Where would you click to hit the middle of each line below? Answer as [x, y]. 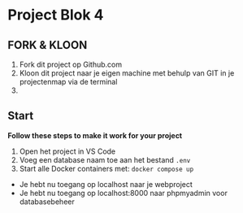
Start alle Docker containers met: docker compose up [106, 168]
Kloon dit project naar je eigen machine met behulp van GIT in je [127, 73]
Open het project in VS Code [67, 151]
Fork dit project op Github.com [71, 64]
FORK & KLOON [48, 45]
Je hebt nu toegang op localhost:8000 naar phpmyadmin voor [124, 193]
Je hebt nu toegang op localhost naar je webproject [106, 184]
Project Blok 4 [56, 15]
